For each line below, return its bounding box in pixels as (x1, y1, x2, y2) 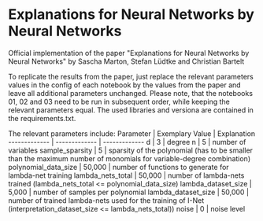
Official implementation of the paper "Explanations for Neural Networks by (8, 48, 250, 57)
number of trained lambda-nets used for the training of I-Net (8, 195, 205, 205)
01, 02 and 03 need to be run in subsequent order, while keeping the (8, 97, 230, 106)
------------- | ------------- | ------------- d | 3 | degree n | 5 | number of (8, 137, 246, 146)
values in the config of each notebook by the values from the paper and (8, 80, 242, 90)
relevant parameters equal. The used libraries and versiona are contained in (8, 105, 254, 115)
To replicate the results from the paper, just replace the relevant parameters (8, 72, 254, 81)
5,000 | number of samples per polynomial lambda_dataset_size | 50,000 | (8, 187, 250, 197)
